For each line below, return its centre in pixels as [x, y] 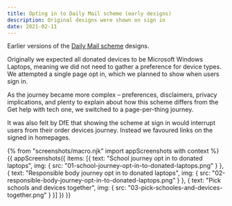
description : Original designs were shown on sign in [87, 20]
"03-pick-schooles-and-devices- [175, 188]
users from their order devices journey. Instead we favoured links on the [110, 130]
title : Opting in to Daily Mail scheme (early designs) [89, 13]
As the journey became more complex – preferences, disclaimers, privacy [112, 95]
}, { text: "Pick [201, 180]
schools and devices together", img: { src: [67, 188]
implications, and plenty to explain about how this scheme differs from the [113, 102]
